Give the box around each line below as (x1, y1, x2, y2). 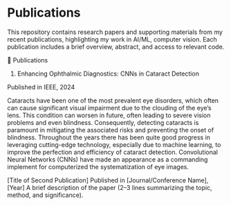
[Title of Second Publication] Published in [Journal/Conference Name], (7, 175, 209, 184)
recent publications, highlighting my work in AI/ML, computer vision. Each (7, 35, 218, 43)
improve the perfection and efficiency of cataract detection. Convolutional (7, 148, 218, 156)
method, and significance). (7, 191, 84, 199)
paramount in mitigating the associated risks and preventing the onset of (7, 126, 214, 134)
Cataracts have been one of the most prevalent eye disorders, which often (7, 96, 219, 105)
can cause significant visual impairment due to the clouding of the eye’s (7, 103, 212, 112)
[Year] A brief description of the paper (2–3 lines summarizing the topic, (7, 183, 212, 191)
